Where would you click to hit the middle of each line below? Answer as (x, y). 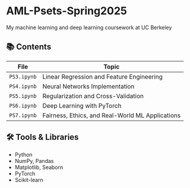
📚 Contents (29, 47)
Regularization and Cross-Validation (93, 96)
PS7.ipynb (23, 115)
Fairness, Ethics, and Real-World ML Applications (112, 115)
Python (23, 154)
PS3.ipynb (23, 76)
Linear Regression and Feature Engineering (103, 77)
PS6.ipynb (23, 106)
